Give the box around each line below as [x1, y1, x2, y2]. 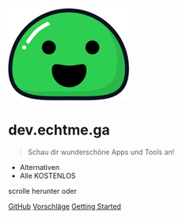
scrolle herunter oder [8, 186, 78, 195]
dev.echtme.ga [8, 121, 111, 139]
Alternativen [19, 162, 60, 172]
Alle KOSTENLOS [19, 171, 77, 180]
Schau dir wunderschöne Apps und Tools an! [27, 147, 175, 157]
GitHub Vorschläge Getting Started [8, 202, 121, 211]
